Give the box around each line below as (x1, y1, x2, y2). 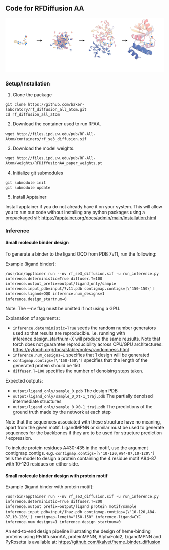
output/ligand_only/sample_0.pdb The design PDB (12, 388, 118, 394)
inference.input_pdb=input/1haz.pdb (5, 510, 82, 515)
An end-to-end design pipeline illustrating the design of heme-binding (5, 528, 151, 534)
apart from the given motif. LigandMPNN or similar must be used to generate (5, 425, 165, 430)
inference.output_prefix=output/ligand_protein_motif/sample (5, 504, 137, 510)
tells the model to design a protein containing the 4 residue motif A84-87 (5, 455, 157, 461)
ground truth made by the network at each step (12, 409, 111, 415)
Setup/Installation (5, 80, 50, 87)
